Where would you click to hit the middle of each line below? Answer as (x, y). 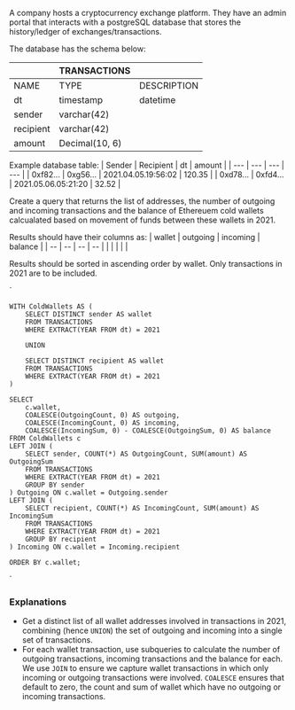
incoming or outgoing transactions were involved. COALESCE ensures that (153, 678)
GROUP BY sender (55, 485)
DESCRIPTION (169, 86)
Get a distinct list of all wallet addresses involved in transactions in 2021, (154, 621)
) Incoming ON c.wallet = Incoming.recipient (94, 547)
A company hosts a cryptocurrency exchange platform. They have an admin (148, 13)
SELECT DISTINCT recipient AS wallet (95, 361)
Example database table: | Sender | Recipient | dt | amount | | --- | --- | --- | (147, 165)
